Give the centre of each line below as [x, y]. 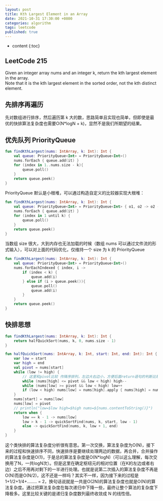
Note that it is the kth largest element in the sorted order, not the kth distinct [81, 83]
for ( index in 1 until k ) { [42, 216]
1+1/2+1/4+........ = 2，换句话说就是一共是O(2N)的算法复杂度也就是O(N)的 [78, 481]
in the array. [17, 78]
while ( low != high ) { [37, 372]
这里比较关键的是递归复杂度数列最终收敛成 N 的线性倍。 [78, 493]
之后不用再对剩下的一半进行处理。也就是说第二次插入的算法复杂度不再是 [86, 469]
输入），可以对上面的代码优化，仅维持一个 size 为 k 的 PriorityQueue [77, 250]
